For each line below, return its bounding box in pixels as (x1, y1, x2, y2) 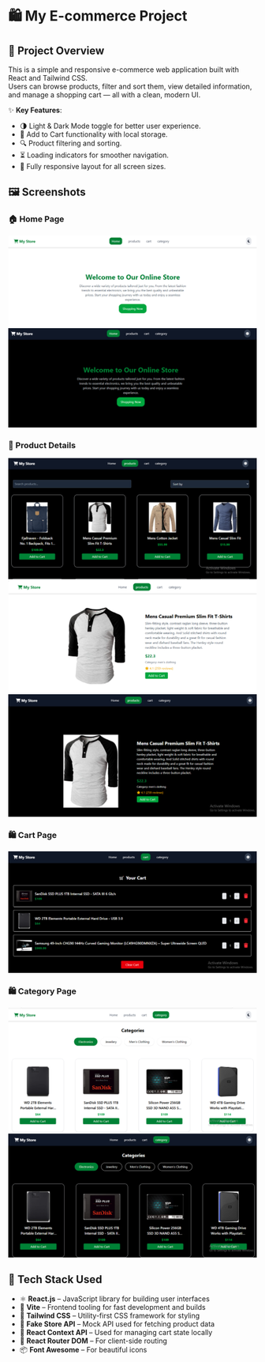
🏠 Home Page (8, 213, 65, 224)
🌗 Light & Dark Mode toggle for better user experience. (19, 121, 201, 130)
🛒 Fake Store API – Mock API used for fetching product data (19, 1319, 215, 1329)
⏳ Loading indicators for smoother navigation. (19, 150, 170, 160)
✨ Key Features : (8, 105, 62, 115)
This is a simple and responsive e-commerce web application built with (8, 65, 239, 74)
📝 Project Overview (8, 43, 105, 57)
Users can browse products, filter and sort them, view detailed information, (8, 81, 252, 91)
